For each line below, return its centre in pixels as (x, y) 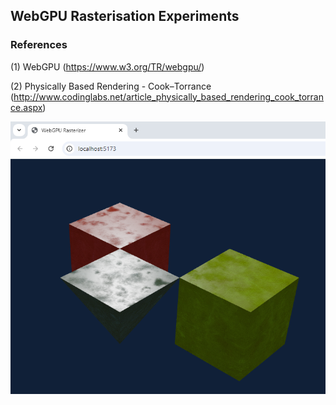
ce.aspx (26, 107)
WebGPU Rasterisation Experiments (125, 16)
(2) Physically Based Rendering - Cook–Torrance (111, 86)
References (39, 45)
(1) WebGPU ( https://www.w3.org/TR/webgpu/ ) (107, 66)
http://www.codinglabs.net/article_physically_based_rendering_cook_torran (169, 96)
